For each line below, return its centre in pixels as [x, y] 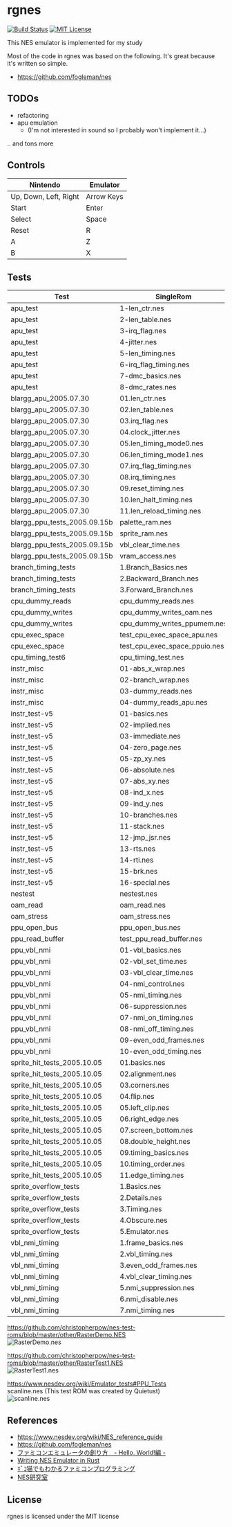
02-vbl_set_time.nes [154, 962]
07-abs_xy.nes [145, 782]
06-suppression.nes [153, 1007]
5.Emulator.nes [144, 1232]
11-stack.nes [142, 827]
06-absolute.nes [147, 770]
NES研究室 [32, 1477]
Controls [26, 165]
